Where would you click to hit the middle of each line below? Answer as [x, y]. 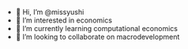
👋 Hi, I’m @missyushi [50, 12]
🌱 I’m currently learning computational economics [96, 28]
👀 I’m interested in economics [64, 20]
